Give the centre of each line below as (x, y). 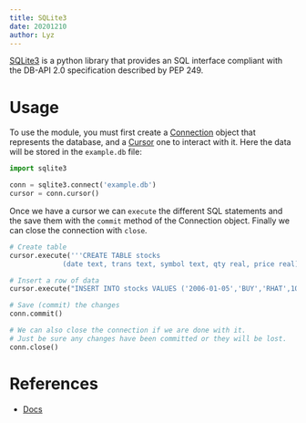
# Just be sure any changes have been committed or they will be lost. (148, 338)
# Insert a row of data (55, 280)
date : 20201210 (38, 26)
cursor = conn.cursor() (55, 194)
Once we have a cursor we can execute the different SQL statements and (146, 211)
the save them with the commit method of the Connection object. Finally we (149, 221)
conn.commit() (36, 314)
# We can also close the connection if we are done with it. (128, 330)
